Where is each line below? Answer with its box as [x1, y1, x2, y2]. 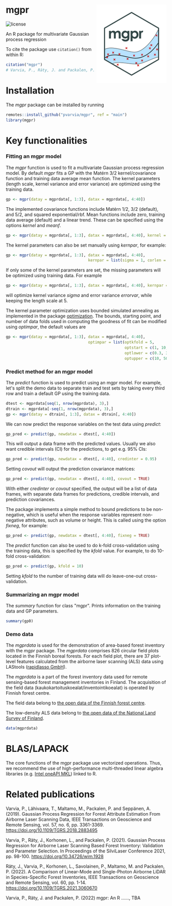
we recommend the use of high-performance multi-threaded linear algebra [6, 765, 163, 772]
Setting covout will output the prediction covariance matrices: [6, 466, 135, 472]
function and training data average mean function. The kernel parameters [6, 175, 160, 181]
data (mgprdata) [6, 726, 38, 731]
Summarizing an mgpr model [6, 591, 79, 598]
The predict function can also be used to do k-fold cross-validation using [6, 543, 160, 549]
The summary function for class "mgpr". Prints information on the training [6, 603, 161, 609]
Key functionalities [6, 135, 88, 146]
